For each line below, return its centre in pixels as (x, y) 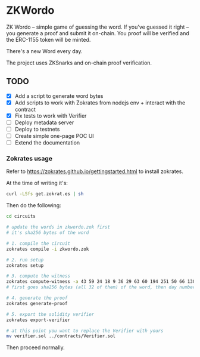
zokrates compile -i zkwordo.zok (48, 249)
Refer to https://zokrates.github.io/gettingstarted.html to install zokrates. (95, 171)
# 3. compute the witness (38, 276)
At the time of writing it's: (37, 183)
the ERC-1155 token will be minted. (49, 39)
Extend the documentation (47, 143)
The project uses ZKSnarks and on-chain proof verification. (79, 63)
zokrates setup (25, 265)
